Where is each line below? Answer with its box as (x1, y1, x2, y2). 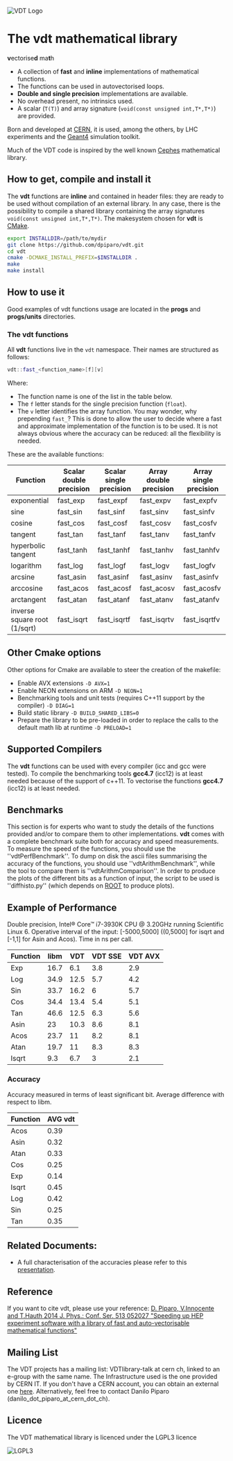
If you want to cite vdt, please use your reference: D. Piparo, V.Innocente (7, 1304, 215, 1313)
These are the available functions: (7, 450, 104, 458)
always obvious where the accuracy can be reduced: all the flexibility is (17, 429, 221, 437)
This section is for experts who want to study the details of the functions (7, 822, 214, 831)
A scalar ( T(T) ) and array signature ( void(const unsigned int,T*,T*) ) (17, 104, 216, 113)
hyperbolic (10, 541, 46, 550)
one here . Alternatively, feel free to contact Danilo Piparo (7, 1387, 170, 1395)
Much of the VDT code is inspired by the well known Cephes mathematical (7, 146, 221, 154)
